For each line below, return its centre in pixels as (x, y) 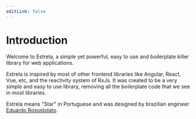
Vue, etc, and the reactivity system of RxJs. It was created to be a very (92, 80)
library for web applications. (40, 62)
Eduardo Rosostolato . (32, 110)
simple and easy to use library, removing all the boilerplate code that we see (98, 86)
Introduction (37, 40)
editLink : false (26, 11)
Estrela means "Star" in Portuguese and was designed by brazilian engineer (98, 104)
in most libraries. (26, 92)
